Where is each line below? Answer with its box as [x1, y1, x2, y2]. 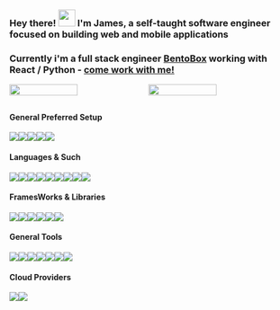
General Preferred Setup [9, 111, 103, 122]
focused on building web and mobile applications [9, 28, 230, 40]
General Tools [9, 232, 63, 243]
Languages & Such [9, 152, 81, 163]
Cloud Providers [9, 271, 72, 282]
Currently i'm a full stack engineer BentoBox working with [9, 52, 267, 65]
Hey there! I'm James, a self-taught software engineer [9, 16, 271, 29]
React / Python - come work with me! [9, 63, 176, 75]
